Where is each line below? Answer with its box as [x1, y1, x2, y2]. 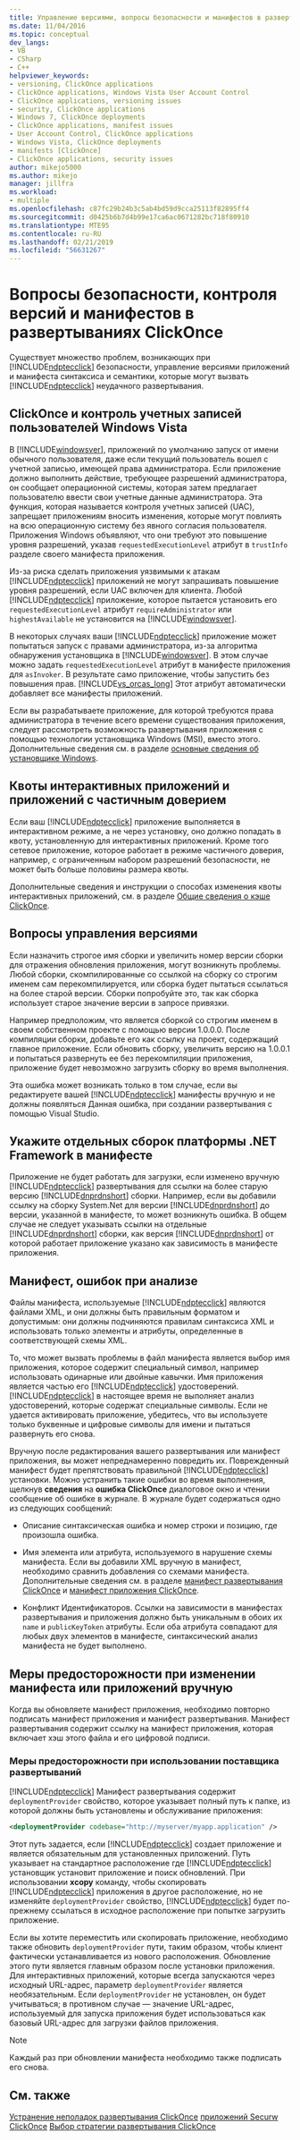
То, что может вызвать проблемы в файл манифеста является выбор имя [9, 1352, 290, 1364]
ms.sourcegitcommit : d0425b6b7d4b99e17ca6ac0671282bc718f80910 [9, 212, 250, 222]
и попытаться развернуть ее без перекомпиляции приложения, [9, 1053, 253, 1063]
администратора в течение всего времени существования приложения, [9, 715, 286, 725]
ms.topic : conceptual [9, 30, 90, 38]
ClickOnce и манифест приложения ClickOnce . [21, 1585, 199, 1596]
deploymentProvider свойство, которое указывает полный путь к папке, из [9, 1796, 291, 1806]
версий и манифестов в [9, 303, 195, 324]
